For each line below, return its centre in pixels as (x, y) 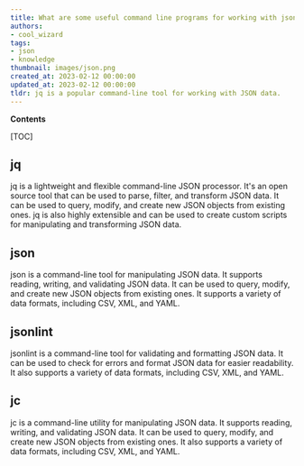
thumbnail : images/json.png (63, 69)
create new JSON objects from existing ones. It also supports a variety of (147, 442)
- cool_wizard (37, 34)
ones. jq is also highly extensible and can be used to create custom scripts (149, 215)
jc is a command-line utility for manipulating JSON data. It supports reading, (151, 422)
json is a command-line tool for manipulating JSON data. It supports (136, 275)
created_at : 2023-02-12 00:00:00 (73, 77)
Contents (28, 119)
